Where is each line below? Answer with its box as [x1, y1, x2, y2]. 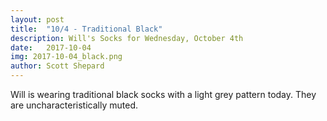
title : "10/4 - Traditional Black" [10, 24, 163, 34]
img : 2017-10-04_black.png [10, 52, 123, 62]
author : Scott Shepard [10, 61, 105, 71]
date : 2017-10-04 [10, 42, 92, 53]
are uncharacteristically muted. [10, 99, 138, 111]
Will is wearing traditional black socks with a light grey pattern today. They [10, 89, 317, 100]
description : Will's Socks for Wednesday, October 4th [10, 33, 244, 43]
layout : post [10, 14, 65, 25]
